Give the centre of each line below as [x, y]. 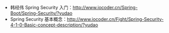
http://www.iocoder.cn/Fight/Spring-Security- [115, 19]
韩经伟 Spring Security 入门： [41, 7]
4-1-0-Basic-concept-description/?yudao [54, 25]
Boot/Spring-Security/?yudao [41, 13]
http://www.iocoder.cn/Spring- [105, 7]
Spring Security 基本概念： [39, 19]
